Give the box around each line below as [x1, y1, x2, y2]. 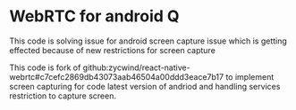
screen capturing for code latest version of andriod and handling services [9, 81, 281, 91]
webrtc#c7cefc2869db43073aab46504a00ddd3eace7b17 [9, 71, 224, 82]
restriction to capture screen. [9, 90, 116, 101]
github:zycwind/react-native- [82, 62, 190, 73]
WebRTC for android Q [9, 6, 181, 27]
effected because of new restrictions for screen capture [9, 44, 216, 55]
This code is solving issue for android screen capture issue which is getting [9, 35, 288, 46]
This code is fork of [9, 62, 81, 73]
